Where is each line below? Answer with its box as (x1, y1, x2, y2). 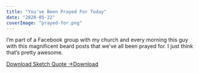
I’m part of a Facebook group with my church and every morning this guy (6, 36, 189, 44)
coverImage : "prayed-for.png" (6, 20, 83, 26)
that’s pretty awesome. (6, 49, 64, 56)
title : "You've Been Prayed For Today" (6, 8, 107, 15)
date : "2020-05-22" (6, 14, 56, 20)
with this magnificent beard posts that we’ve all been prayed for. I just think (6, 42, 194, 50)
